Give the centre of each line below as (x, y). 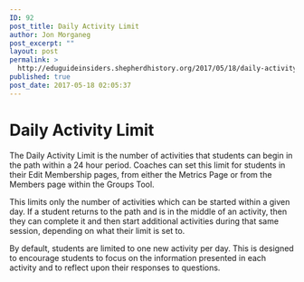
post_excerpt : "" (42, 43)
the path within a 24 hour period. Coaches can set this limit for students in (147, 165)
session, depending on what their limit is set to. (97, 230)
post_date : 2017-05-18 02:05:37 (70, 85)
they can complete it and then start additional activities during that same (144, 221)
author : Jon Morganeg (50, 34)
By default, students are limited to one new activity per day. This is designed (152, 248)
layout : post (34, 52)
